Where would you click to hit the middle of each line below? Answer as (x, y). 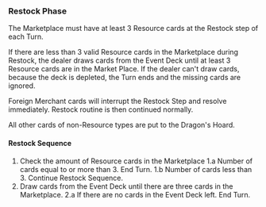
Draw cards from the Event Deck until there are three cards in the (126, 186)
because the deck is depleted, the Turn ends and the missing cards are (125, 78)
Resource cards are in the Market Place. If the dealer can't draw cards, (124, 69)
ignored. (22, 86)
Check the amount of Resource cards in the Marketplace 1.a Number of (136, 161)
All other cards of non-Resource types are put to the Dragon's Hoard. (122, 125)
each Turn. (26, 36)
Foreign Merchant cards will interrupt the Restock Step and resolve (118, 102)
